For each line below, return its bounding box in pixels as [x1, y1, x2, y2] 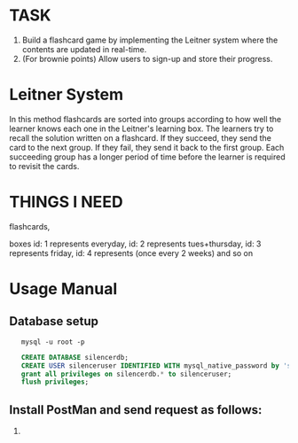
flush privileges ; [20, 377, 90, 386]
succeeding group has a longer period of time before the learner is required [9, 152, 286, 162]
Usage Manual [9, 279, 118, 299]
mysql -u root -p [20, 338, 86, 346]
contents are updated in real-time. [21, 43, 147, 54]
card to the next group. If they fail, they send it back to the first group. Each [9, 142, 285, 152]
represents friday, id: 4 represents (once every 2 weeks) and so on [9, 247, 254, 258]
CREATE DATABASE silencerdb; [20, 353, 129, 361]
